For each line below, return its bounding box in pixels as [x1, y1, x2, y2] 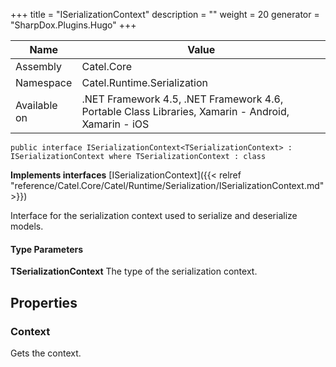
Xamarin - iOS [81, 117, 150, 131]
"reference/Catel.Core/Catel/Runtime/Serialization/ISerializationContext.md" [10, 180, 325, 191]
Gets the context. [10, 347, 82, 359]
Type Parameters [10, 243, 84, 255]
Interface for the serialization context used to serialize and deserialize [10, 210, 298, 221]
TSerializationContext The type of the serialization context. [10, 265, 258, 278]
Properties [10, 294, 78, 311]
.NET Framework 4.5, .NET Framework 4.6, [81, 92, 284, 106]
